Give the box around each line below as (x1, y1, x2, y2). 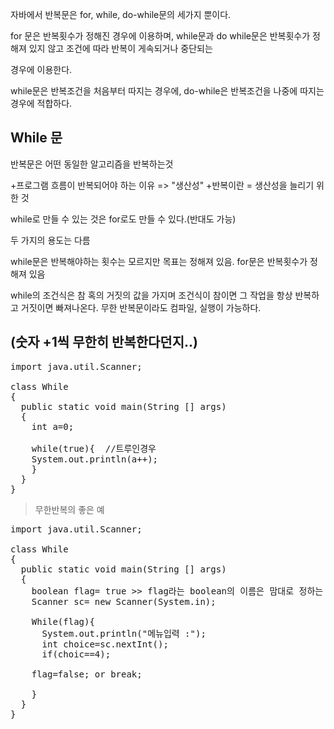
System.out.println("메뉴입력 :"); (41, 628, 207, 639)
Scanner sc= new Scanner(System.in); (31, 596, 217, 607)
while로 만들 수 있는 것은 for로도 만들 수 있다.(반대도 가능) (10, 213, 237, 225)
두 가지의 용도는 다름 (10, 234, 91, 246)
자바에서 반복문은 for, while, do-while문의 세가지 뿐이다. (10, 9, 232, 20)
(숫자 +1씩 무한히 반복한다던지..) (10, 334, 198, 351)
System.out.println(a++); (31, 453, 159, 465)
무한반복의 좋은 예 (34, 503, 105, 515)
